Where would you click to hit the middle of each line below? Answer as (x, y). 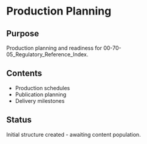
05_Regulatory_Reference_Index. (47, 54)
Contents (24, 74)
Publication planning (41, 94)
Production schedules (43, 88)
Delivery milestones (40, 100)
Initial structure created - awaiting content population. (73, 134)
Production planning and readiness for (54, 48)
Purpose (23, 34)
